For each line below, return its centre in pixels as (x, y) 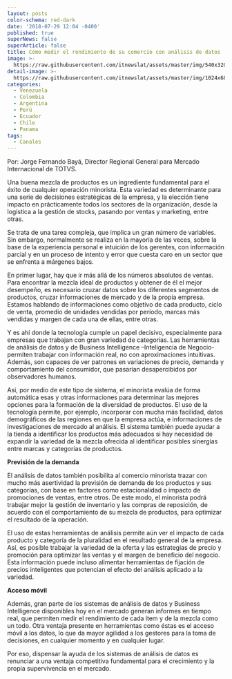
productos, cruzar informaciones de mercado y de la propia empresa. (106, 297)
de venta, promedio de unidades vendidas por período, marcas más (104, 312)
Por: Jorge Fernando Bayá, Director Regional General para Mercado (104, 162)
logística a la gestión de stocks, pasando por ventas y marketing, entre (108, 212)
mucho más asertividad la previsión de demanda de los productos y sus (109, 483)
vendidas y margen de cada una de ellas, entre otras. (83, 319)
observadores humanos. (42, 376)
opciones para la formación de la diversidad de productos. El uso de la (108, 405)
